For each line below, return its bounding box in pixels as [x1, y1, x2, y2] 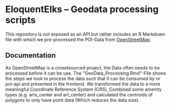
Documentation [5, 51, 56, 60]
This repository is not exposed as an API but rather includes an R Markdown [5, 31, 165, 37]
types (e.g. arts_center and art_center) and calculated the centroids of [5, 91, 153, 97]
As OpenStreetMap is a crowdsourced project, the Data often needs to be [5, 64, 160, 70]
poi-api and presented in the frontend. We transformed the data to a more [5, 81, 161, 87]
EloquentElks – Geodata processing [5, 4, 159, 15]
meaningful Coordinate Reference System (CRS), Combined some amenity [5, 86, 162, 92]
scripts [5, 14, 36, 26]
